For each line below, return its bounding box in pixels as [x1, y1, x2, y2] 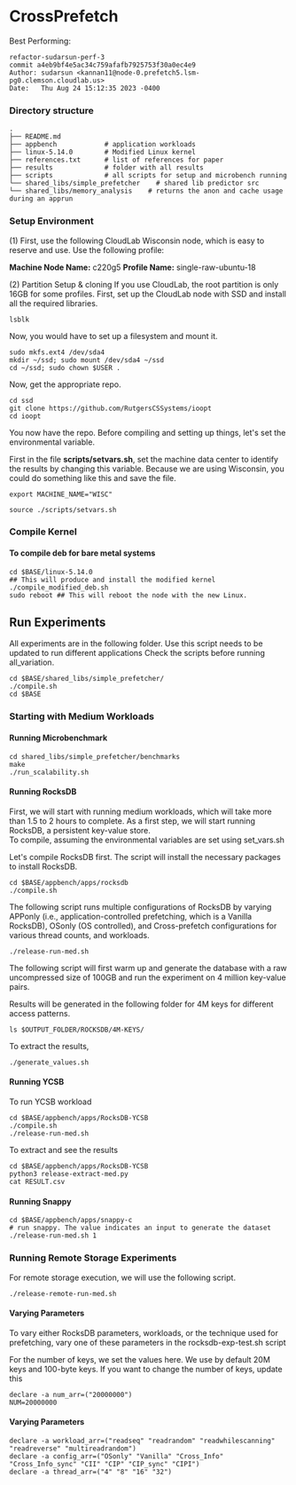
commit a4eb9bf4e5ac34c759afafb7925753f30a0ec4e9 [9, 60, 197, 69]
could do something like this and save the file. [9, 472, 177, 483]
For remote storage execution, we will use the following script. [9, 1272, 237, 1283]
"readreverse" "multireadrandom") [9, 1444, 137, 1453]
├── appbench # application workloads [9, 140, 197, 149]
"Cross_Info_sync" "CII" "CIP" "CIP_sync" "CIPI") [9, 1459, 200, 1468]
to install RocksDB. [9, 861, 78, 872]
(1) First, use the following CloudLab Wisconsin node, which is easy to [9, 235, 265, 246]
